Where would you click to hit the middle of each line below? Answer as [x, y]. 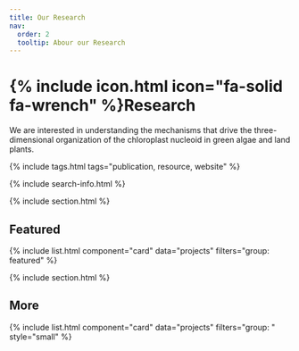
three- [266, 130]
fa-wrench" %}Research [103, 106]
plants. [21, 149]
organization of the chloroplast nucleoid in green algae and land [173, 140]
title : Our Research [48, 17]
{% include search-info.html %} [67, 184]
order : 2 [33, 34]
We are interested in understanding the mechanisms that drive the [131, 130]
